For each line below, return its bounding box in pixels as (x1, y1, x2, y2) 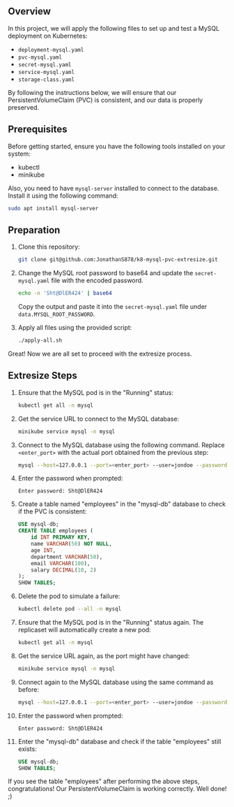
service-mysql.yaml (17, 68, 75, 75)
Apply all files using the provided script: (17, 323, 132, 332)
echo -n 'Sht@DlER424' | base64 (17, 290, 112, 297)
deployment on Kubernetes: (8, 31, 88, 40)
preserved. (8, 103, 40, 111)
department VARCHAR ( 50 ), (31, 553, 103, 560)
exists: (17, 744, 37, 753)
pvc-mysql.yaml (17, 54, 63, 61)
